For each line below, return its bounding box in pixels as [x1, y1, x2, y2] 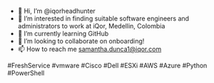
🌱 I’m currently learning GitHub [17, 29, 109, 38]
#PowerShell [7, 69, 45, 77]
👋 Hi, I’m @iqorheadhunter [17, 7, 96, 15]
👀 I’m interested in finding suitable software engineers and [17, 14, 190, 23]
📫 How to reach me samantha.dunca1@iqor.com [17, 45, 162, 53]
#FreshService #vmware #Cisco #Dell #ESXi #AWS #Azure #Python [7, 61, 208, 70]
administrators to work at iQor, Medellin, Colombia [17, 22, 165, 30]
